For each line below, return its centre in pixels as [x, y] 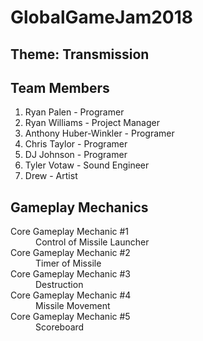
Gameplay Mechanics [79, 207]
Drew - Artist [51, 176]
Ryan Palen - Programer [74, 112]
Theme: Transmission [80, 54]
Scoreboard [60, 327]
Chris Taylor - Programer [76, 144]
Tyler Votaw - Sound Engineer [87, 165]
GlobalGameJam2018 [102, 17]
